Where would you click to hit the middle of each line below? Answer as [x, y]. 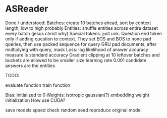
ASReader [27, 9]
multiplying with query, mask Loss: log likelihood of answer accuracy [77, 49]
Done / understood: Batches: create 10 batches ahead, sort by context [78, 23]
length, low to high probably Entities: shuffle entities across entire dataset [81, 28]
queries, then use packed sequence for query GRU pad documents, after [81, 44]
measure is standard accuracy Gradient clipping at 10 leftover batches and [82, 55]
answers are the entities [30, 66]
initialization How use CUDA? [35, 100]
